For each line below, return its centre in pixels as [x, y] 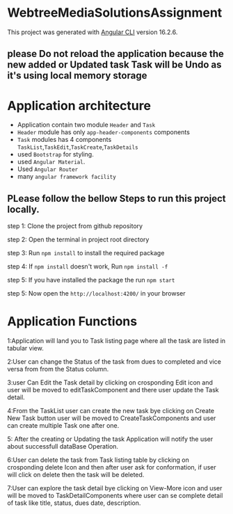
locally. [23, 209]
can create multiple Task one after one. [63, 426]
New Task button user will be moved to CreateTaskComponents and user [112, 418]
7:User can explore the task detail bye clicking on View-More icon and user [115, 488]
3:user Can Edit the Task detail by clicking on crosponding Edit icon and [110, 383]
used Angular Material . [51, 162]
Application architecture [79, 105]
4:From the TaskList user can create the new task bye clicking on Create [111, 411]
